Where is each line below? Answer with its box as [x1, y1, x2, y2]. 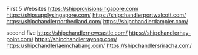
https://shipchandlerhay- [128, 29, 191, 36]
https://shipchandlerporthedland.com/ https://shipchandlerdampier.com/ [6, 18, 188, 25]
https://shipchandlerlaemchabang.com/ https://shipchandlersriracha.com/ [6, 42, 193, 49]
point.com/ [6, 36, 33, 42]
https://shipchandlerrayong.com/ [34, 36, 117, 42]
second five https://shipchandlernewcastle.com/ [6, 29, 128, 36]
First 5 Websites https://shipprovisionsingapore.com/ [6, 5, 139, 12]
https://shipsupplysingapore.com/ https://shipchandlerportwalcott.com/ [6, 11, 186, 19]
